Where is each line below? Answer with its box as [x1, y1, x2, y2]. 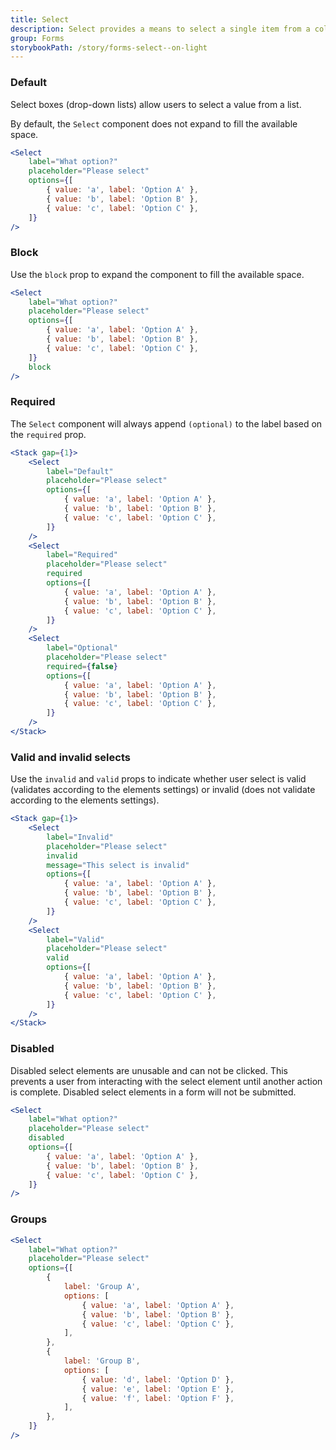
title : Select [10, 14, 70, 25]
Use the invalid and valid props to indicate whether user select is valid [10, 773, 307, 785]
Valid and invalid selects [10, 750, 131, 764]
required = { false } [46, 661, 118, 671]
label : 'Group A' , [63, 1282, 141, 1292]
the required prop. [10, 428, 87, 440]
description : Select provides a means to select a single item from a [10, 24, 311, 34]
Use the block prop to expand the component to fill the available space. [10, 268, 305, 280]
